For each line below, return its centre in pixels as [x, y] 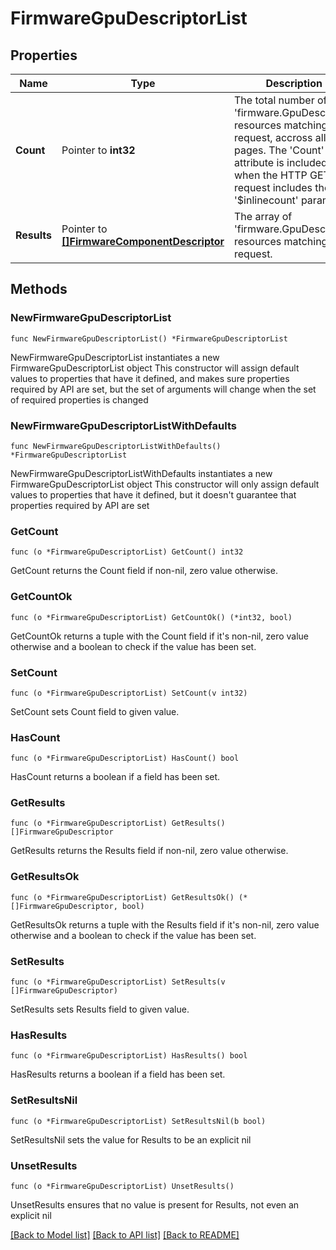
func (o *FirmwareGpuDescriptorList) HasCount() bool [125, 758]
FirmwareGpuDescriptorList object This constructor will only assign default [165, 484]
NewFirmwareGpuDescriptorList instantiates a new [115, 357]
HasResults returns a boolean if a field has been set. [118, 1074]
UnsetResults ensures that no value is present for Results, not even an [155, 1204]
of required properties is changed [79, 399]
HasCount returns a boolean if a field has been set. [115, 777]
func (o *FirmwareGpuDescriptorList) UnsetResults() [122, 1186]
